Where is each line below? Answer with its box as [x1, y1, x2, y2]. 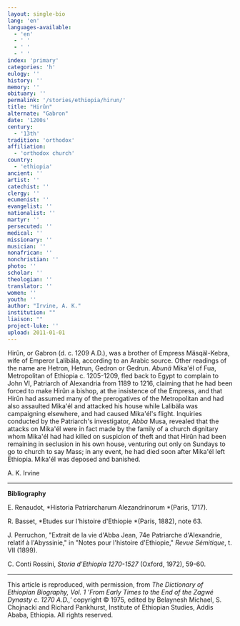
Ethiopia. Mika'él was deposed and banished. [7, 455, 141, 463]
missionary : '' [7, 236, 53, 243]
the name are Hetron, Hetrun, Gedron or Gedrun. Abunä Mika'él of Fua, [7, 363, 216, 372]
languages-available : [7, 24, 72, 31]
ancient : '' [7, 169, 43, 177]
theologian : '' [7, 276, 53, 283]
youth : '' [7, 296, 37, 303]
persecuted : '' [7, 223, 53, 230]
